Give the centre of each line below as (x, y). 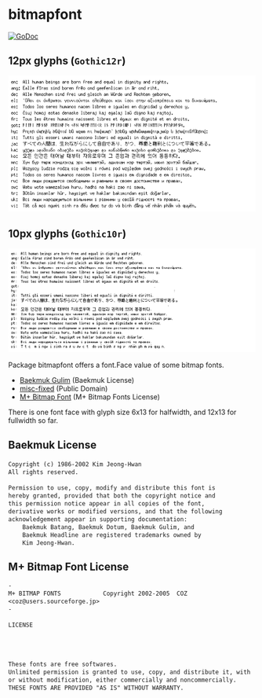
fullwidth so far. (33, 420)
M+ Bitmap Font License (69, 567)
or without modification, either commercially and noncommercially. (122, 680)
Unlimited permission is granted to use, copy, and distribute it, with (129, 672)
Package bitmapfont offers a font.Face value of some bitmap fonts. (116, 365)
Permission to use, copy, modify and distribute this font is (112, 488)
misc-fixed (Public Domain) (64, 388)
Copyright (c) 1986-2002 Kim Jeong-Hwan (75, 464)
